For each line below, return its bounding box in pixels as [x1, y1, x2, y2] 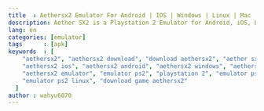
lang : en [8, 26, 37, 34]
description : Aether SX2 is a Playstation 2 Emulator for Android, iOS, [8, 19, 251, 27]
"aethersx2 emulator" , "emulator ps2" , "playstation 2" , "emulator [22, 70, 247, 77]
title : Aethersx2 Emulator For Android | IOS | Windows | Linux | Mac [8, 11, 251, 20]
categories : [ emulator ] [8, 33, 86, 41]
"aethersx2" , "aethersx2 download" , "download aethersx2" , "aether [22, 55, 247, 63]
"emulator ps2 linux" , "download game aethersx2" [22, 77, 189, 84]
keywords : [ [8, 48, 55, 55]
